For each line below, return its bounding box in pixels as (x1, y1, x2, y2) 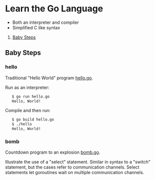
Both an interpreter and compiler (12, 19, 79, 25)
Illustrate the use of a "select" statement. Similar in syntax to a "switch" (5, 159, 151, 165)
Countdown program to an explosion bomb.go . (5, 149, 101, 155)
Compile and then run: (5, 108, 51, 114)
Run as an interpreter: (5, 84, 50, 90)
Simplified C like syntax (12, 24, 60, 30)
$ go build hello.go (11, 117, 54, 122)
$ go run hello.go (11, 94, 50, 99)
